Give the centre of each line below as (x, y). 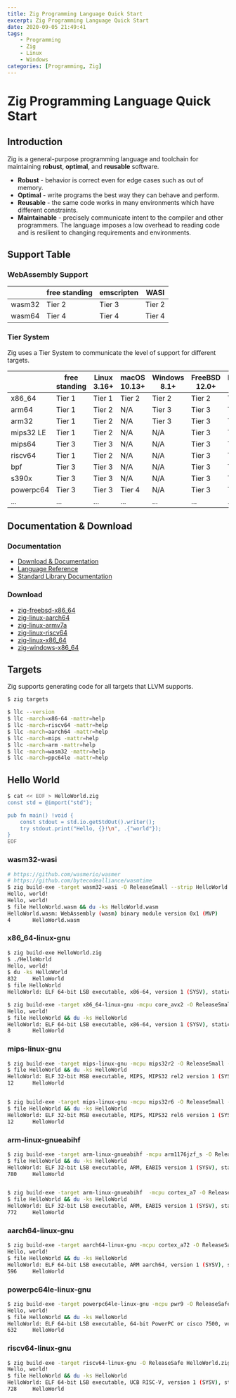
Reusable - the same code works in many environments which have (116, 202)
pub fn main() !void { (40, 815)
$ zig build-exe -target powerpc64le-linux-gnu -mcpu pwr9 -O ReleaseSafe (119, 1304)
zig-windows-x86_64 (48, 647)
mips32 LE (28, 432)
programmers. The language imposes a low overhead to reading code (118, 225)
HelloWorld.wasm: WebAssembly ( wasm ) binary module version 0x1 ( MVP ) (113, 913)
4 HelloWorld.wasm (44, 920)
